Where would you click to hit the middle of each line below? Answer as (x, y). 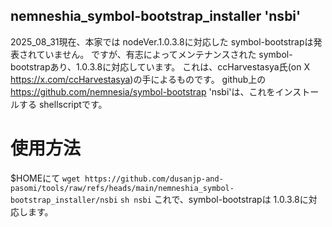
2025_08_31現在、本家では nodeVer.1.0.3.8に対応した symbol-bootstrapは (162, 41)
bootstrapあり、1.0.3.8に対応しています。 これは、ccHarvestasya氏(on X (160, 66)
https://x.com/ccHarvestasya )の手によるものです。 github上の (138, 79)
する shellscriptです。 (63, 104)
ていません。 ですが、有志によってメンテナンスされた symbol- (164, 54)
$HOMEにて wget (45, 178)
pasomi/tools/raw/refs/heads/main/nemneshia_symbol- (122, 188)
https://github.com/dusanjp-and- (154, 179)
